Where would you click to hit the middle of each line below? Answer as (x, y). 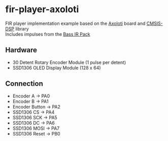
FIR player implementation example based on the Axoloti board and (75, 23)
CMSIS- (155, 23)
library (22, 28)
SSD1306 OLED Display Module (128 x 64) (57, 67)
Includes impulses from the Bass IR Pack (48, 34)
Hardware (21, 50)
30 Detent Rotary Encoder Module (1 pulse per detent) (69, 62)
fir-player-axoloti (42, 9)
